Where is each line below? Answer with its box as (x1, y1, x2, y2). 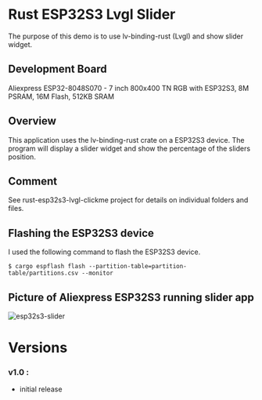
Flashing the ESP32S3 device (8, 226, 155, 240)
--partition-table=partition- (88, 263, 188, 271)
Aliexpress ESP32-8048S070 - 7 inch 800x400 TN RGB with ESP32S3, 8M (8, 83, 249, 93)
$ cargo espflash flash (8, 263, 86, 271)
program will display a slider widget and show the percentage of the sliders (8, 144, 251, 153)
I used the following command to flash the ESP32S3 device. (8, 247, 201, 256)
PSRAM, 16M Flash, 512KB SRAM (8, 92, 115, 101)
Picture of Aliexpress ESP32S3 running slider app (8, 290, 254, 304)
